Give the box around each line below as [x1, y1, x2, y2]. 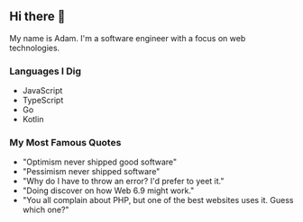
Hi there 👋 [9, 9, 66, 24]
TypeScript [22, 95, 64, 106]
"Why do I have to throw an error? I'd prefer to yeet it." [22, 176, 225, 187]
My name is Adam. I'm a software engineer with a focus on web [9, 32, 246, 43]
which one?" [22, 204, 69, 216]
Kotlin [22, 114, 44, 125]
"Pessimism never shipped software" [22, 166, 161, 177]
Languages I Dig [9, 65, 82, 77]
